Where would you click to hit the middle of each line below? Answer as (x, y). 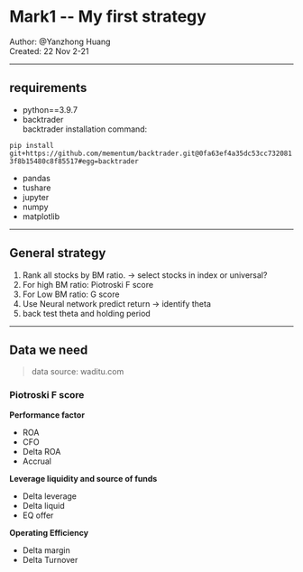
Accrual (37, 461)
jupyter (36, 197)
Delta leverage (50, 496)
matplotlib (41, 216)
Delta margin (46, 550)
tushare (37, 188)
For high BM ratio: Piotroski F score (88, 284)
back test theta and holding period (86, 313)
